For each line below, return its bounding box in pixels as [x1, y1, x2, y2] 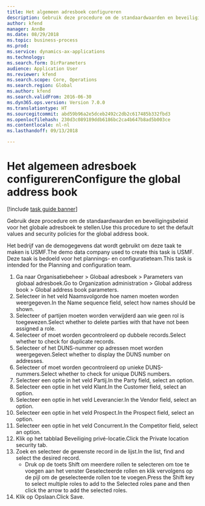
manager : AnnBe [7, 26, 46, 32]
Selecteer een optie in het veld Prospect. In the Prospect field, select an [15, 409, 194, 416]
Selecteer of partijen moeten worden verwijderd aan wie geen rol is [15, 312, 185, 319]
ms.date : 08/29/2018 [7, 32, 60, 38]
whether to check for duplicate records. [15, 337, 116, 345]
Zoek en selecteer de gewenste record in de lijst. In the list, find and [15, 448, 185, 455]
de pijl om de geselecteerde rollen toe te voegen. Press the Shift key [24, 473, 195, 481]
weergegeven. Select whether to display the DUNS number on [15, 351, 170, 358]
